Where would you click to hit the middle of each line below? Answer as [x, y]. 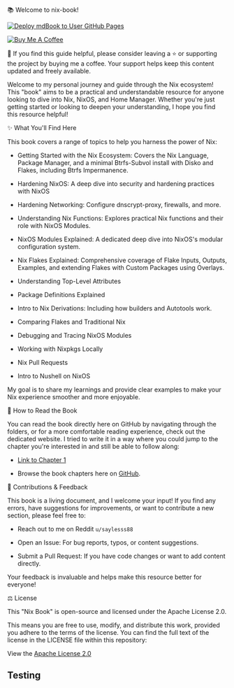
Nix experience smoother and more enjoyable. [74, 397]
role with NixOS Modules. [54, 225]
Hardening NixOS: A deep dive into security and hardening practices [116, 184]
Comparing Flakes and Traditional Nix [71, 322]
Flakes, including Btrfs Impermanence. [73, 170]
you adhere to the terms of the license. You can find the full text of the [108, 632]
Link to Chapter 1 [42, 460]
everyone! [22, 585]
